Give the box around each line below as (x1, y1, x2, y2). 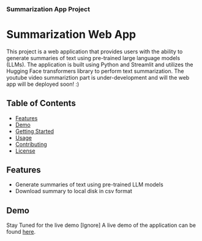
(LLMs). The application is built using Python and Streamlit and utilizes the (6, 61, 193, 68)
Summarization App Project (6, 5, 91, 13)
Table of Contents (6, 98, 77, 109)
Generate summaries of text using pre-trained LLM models (15, 181, 163, 188)
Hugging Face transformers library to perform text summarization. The (6, 67, 184, 75)
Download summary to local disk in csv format (15, 188, 133, 195)
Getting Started (15, 128, 54, 135)
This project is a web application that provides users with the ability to (6, 48, 183, 55)
